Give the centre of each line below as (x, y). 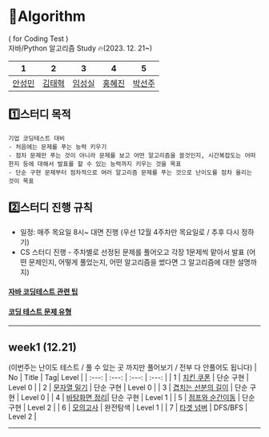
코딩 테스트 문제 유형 (40, 311)
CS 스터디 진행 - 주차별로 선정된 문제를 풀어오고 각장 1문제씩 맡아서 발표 (132, 252)
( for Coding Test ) (38, 38)
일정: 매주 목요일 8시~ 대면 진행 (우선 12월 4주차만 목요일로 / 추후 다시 (130, 232)
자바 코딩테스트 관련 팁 (43, 292)
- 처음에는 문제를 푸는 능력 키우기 (58, 147)
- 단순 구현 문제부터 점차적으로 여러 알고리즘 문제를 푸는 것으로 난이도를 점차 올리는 (130, 172)
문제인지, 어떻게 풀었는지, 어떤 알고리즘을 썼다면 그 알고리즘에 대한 (132, 262)
